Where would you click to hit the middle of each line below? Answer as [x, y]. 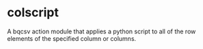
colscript [33, 13]
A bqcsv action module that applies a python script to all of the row [101, 31]
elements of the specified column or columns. [72, 38]
